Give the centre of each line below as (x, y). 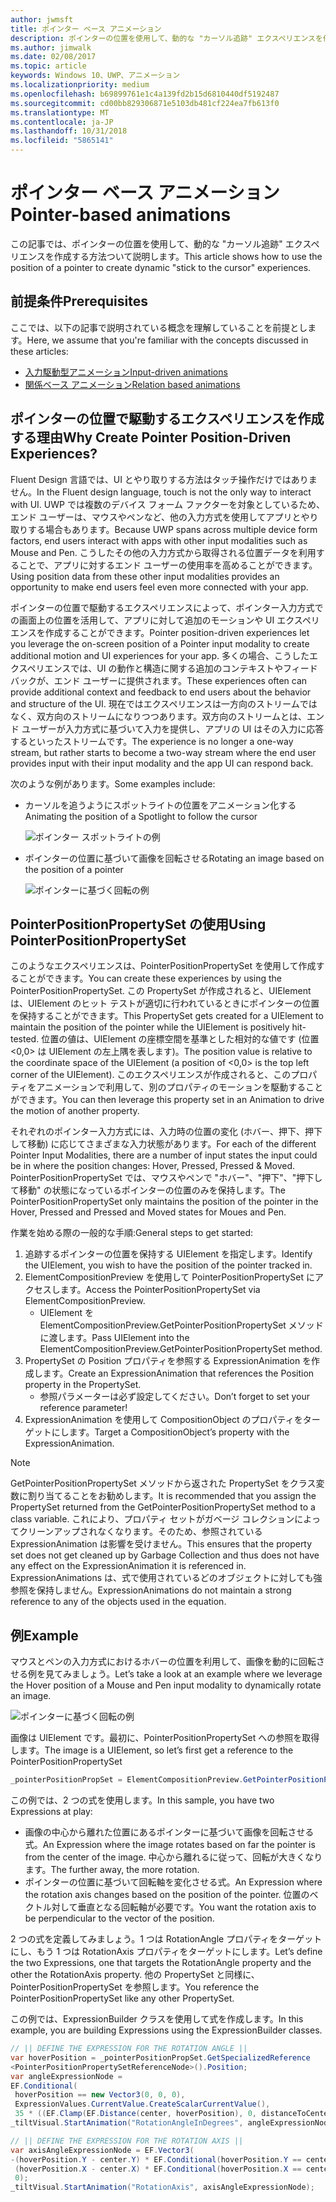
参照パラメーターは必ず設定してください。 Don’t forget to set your (175, 1397)
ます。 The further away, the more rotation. (112, 1870)
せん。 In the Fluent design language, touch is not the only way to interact (161, 492)
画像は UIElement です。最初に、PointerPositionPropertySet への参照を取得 (165, 1738)
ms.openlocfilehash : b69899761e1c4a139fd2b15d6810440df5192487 (145, 94)
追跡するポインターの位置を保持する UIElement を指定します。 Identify (168, 1254)
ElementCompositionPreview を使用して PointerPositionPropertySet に (169, 1277)
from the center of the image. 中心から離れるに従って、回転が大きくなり (173, 1857)
